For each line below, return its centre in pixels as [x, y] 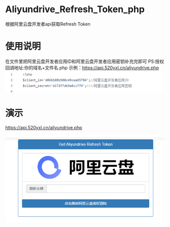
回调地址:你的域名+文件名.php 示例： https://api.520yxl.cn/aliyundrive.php [82, 67]
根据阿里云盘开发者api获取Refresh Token [48, 24]
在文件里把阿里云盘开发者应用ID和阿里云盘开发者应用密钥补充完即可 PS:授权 [85, 61]
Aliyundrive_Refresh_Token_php [75, 9]
